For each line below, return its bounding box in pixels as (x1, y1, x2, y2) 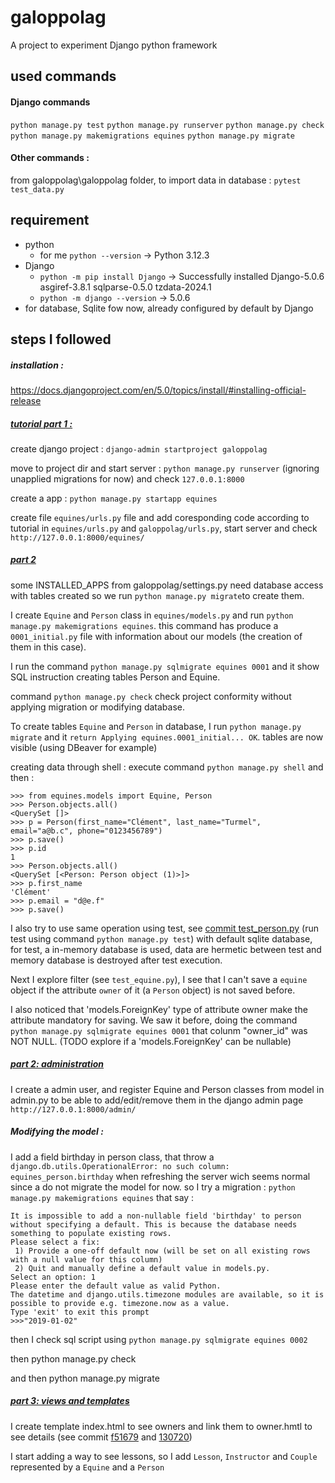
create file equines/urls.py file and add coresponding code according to (10, 511, 310, 523)
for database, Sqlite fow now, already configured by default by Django (24, 302, 314, 314)
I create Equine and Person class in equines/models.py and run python (10, 609, 294, 621)
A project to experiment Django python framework (10, 39, 218, 51)
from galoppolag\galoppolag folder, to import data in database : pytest (10, 174, 302, 186)
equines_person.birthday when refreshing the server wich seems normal (10, 1170, 311, 1182)
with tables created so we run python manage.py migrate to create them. (10, 589, 305, 601)
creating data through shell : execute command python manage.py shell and (10, 761, 324, 773)
